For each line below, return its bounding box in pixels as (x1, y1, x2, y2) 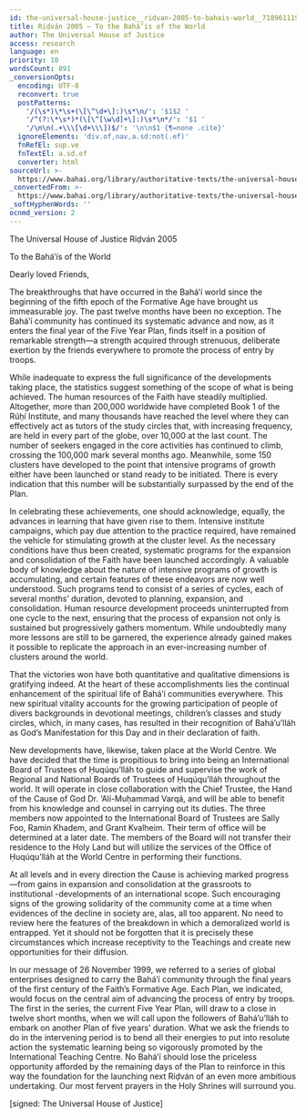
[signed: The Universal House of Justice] (9, 1098, 164, 1109)
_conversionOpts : (9, 73, 76, 82)
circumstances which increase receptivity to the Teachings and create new (9, 937, 291, 947)
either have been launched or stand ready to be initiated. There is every (9, 469, 279, 480)
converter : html (17, 157, 79, 167)
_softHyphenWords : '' (9, 200, 92, 210)
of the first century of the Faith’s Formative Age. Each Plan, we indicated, (9, 983, 283, 994)
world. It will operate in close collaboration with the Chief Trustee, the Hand (9, 783, 293, 794)
